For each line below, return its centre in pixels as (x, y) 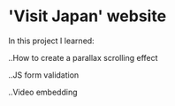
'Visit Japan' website (87, 16)
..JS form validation (44, 75)
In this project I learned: (51, 41)
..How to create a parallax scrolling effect (83, 57)
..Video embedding (43, 92)
